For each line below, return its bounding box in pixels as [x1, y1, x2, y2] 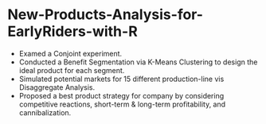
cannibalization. [18, 107, 72, 117]
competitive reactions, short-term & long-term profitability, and [18, 99, 226, 109]
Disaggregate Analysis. [18, 82, 96, 92]
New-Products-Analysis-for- [7, 6, 204, 24]
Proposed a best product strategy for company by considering [18, 91, 225, 100]
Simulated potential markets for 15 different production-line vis [18, 74, 225, 83]
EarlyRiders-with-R [7, 22, 139, 41]
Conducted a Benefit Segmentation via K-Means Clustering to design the [18, 57, 258, 67]
